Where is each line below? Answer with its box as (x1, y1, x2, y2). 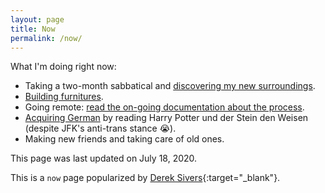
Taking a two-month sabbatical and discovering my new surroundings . (24, 80, 316, 92)
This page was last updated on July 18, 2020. (10, 152, 198, 165)
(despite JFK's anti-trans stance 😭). (24, 122, 177, 135)
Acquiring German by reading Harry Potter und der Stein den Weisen (24, 112, 309, 124)
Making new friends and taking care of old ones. (24, 133, 225, 145)
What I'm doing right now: (10, 61, 117, 73)
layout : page (10, 14, 65, 25)
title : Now (10, 24, 56, 34)
